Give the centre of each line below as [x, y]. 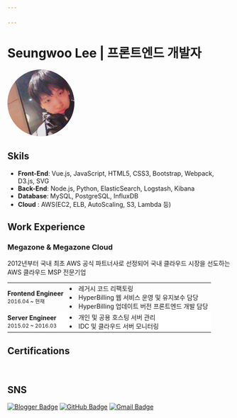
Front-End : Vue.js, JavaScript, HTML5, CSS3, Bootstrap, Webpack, [116, 173]
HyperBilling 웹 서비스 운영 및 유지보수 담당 [138, 297]
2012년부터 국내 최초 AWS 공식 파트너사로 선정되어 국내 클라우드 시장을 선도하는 [119, 264]
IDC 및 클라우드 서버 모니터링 [119, 327]
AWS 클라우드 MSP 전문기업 [47, 272]
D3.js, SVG [33, 181]
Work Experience [46, 227]
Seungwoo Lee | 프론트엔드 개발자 [105, 53]
